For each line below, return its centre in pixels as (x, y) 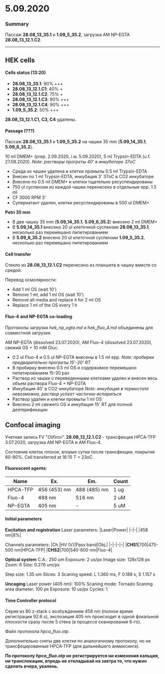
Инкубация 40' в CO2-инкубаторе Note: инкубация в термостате (80, 388)
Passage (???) (20, 131)
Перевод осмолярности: (31, 280)
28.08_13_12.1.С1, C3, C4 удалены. (41, 119)
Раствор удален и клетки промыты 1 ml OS (57, 399)
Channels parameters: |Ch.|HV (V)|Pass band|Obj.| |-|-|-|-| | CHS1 (72, 544)
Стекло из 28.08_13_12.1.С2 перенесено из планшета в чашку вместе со (81, 265)
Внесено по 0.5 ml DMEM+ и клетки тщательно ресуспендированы (82, 182)
